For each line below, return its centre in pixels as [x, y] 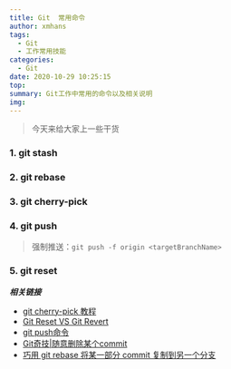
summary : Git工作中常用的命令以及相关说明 [81, 93]
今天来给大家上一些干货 [75, 129]
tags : [19, 34]
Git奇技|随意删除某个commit [75, 343]
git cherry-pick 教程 [59, 311]
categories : [32, 60]
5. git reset [34, 271]
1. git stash [34, 153]
